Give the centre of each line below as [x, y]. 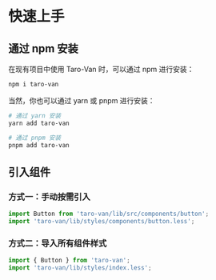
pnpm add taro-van [39, 145]
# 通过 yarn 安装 [35, 116]
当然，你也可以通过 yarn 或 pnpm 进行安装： [82, 100]
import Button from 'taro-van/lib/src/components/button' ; [109, 214]
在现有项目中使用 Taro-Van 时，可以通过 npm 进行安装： [101, 69]
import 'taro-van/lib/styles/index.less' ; [80, 268]
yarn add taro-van [39, 123]
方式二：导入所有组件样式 [58, 243]
